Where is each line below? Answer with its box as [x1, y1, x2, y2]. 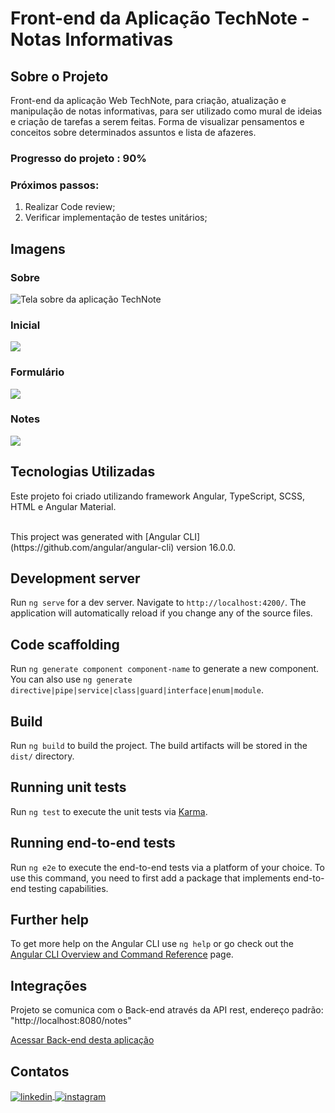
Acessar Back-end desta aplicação [10, 1034, 155, 1046]
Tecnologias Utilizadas [10, 463, 156, 481]
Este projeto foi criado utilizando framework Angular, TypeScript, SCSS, [10, 490, 306, 502]
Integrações [10, 977, 88, 994]
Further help [10, 912, 90, 929]
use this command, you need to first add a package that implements [10, 872, 291, 884]
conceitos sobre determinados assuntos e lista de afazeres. [10, 127, 257, 138]
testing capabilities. [28, 882, 109, 894]
